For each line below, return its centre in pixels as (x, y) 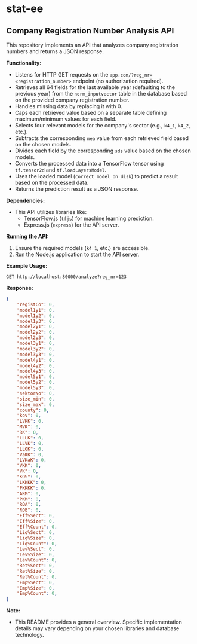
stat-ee (25, 9)
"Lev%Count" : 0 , (37, 560)
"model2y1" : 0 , (36, 327)
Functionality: (24, 63)
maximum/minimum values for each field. (66, 119)
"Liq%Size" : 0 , (36, 538)
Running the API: (27, 236)
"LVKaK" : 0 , (32, 460)
